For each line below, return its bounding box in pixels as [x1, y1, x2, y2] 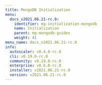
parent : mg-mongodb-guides [14, 30, 70, 35]
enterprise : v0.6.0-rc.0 [9, 63, 61, 68]
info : [5, 44, 16, 49]
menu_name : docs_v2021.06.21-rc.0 [5, 40, 77, 45]
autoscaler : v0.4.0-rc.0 [9, 49, 61, 54]
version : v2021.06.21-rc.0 [9, 72, 66, 77]
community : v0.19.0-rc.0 [9, 58, 61, 63]
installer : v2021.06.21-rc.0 [9, 68, 70, 73]
